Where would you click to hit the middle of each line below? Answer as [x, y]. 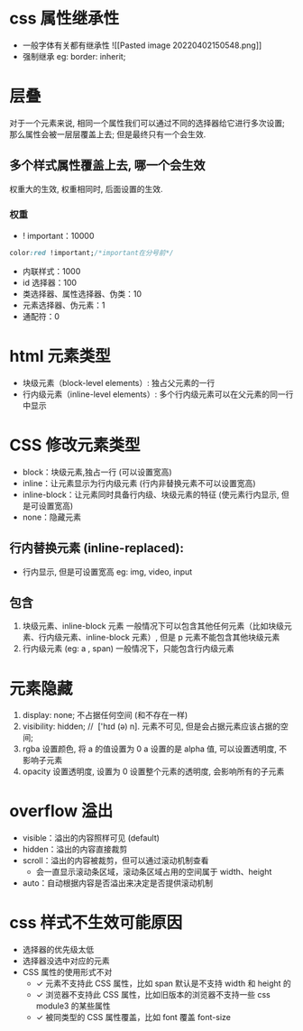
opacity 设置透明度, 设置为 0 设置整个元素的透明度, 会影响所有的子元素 [153, 771]
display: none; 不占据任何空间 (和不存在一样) [105, 715]
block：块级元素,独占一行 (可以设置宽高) [97, 472]
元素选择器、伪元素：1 [64, 305]
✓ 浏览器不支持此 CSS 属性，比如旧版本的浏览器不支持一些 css [153, 995]
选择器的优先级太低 [58, 950]
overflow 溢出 [61, 811]
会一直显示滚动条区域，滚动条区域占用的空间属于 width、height [154, 872]
